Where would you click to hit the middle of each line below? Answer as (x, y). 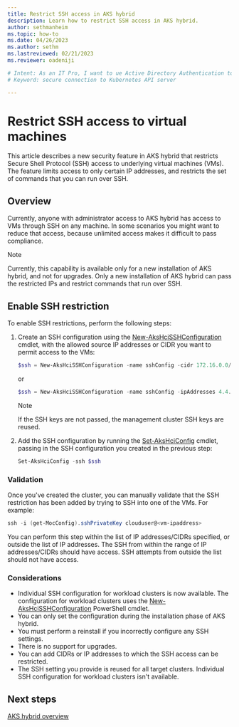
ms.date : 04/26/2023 (38, 41)
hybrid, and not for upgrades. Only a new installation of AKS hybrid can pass (119, 276)
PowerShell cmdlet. (121, 609)
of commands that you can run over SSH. (68, 179)
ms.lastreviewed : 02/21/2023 (51, 54)
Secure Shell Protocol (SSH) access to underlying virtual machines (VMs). (116, 164)
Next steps (32, 699)
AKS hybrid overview (38, 716)
